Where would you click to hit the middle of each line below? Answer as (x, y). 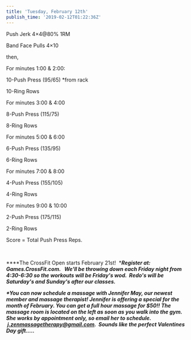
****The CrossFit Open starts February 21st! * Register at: (78, 263)
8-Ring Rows (22, 125)
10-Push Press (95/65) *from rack (47, 80)
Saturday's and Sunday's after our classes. (61, 282)
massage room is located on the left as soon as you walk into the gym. (94, 312)
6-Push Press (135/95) (33, 148)
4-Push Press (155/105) (34, 182)
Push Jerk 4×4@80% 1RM (38, 34)
